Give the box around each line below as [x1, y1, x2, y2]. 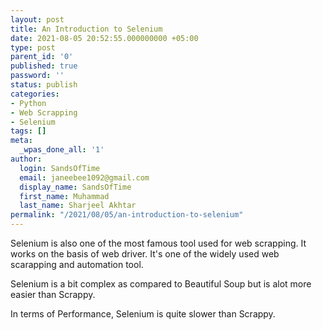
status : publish [10, 80, 78, 90]
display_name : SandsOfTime [19, 182, 132, 192]
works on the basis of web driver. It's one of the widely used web [10, 248, 280, 260]
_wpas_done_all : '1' [19, 145, 105, 155]
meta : [10, 136, 33, 146]
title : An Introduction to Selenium [10, 24, 163, 34]
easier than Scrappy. [10, 289, 96, 300]
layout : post [10, 14, 65, 25]
